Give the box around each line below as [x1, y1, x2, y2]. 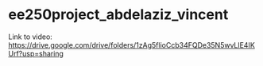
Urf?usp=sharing [8, 49, 64, 58]
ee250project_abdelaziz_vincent [8, 6, 229, 24]
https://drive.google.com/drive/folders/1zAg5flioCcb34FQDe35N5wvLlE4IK [8, 40, 256, 49]
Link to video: [8, 32, 53, 41]
